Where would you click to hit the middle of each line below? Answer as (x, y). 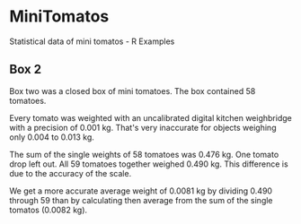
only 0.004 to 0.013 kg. (52, 137)
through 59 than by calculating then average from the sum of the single (141, 200)
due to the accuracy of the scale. (71, 173)
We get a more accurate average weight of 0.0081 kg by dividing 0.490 (141, 191)
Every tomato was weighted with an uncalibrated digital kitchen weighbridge (150, 117)
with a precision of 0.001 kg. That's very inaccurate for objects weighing (143, 127)
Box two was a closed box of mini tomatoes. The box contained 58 (133, 90)
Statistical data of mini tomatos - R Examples (92, 41)
